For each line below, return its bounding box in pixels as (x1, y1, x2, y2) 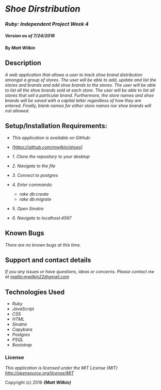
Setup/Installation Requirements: (5, 122, 108, 130)
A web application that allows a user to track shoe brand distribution (5, 72, 143, 78)
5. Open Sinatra (12, 205, 44, 211)
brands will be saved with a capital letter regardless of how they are (5, 97, 142, 103)
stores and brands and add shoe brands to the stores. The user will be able (5, 82, 156, 88)
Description (5, 59, 41, 67)
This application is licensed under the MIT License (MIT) (5, 365, 118, 371)
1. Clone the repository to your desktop (12, 154, 90, 159)
